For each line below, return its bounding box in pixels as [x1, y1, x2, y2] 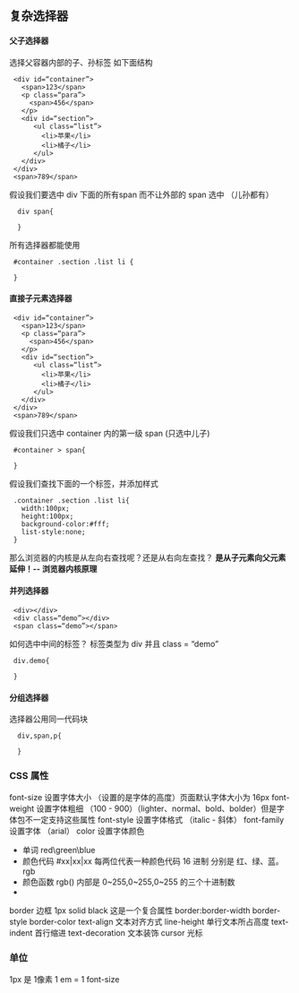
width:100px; [21, 504, 70, 513]
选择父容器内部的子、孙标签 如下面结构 [9, 56, 153, 67]
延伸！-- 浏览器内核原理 [9, 563, 98, 574]
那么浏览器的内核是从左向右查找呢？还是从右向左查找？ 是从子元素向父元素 [9, 552, 286, 563]
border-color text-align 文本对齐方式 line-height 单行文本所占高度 [29, 916, 270, 927]
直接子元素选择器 [9, 293, 73, 304]
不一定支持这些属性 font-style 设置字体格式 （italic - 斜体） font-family [24, 814, 285, 825]
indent [9, 927, 33, 938]
